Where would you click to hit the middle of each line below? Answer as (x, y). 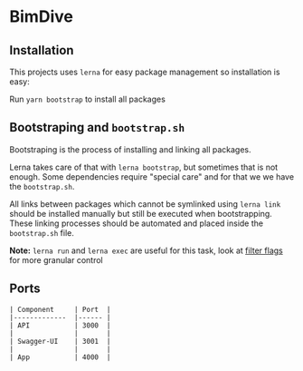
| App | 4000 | (60, 357)
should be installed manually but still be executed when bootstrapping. (141, 213)
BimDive (42, 17)
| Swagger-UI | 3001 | (60, 341)
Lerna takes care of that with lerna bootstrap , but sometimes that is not (144, 167)
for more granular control (56, 259)
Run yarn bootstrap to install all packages (87, 99)
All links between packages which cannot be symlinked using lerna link (145, 204)
